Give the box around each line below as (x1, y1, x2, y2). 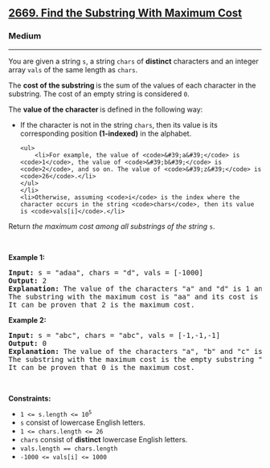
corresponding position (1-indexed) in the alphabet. (19, 128, 192, 138)
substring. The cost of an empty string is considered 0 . (8, 88, 190, 99)
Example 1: (8, 252, 46, 262)
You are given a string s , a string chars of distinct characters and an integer (8, 56, 259, 66)
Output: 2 (8, 276, 47, 285)
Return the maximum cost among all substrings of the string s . (8, 221, 215, 231)
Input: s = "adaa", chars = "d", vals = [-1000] (8, 268, 203, 277)
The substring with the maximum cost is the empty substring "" (8, 355, 268, 364)
